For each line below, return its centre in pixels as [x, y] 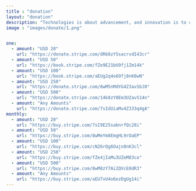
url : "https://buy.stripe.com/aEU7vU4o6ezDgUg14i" [79, 179]
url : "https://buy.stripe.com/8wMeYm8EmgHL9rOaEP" [79, 136]
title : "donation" [30, 11]
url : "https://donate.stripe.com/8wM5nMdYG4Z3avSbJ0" [83, 87]
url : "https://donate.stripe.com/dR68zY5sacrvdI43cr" [83, 54]
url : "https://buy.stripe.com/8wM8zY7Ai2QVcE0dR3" [79, 168]
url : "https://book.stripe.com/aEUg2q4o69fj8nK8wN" [80, 76]
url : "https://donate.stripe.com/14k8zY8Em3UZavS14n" [83, 98]
